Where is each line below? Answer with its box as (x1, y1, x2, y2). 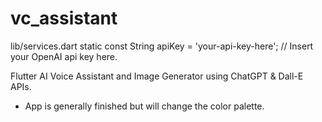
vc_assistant (10, 7, 118, 30)
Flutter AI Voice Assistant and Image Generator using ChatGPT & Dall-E (10, 70, 304, 82)
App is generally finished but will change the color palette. (24, 100, 265, 112)
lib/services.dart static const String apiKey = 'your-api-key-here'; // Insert (10, 40, 314, 52)
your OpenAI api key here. (10, 50, 118, 62)
